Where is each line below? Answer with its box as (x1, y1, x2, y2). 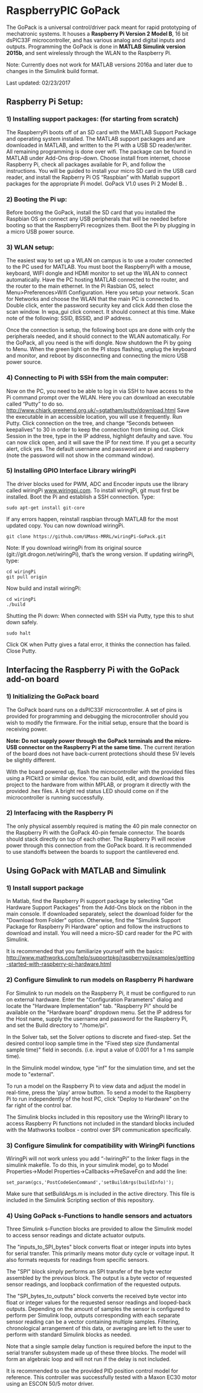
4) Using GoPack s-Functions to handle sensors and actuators (6, 1212, 193, 1220)
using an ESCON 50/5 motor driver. (6, 1380, 94, 1388)
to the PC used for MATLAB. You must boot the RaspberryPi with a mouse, (6, 263, 192, 271)
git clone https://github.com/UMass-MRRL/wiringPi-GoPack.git (6, 533, 166, 540)
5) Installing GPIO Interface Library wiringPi (6, 467, 137, 475)
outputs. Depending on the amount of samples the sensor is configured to (6, 1305, 190, 1313)
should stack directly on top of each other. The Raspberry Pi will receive (6, 835, 186, 842)
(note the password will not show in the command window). (6, 451, 155, 459)
